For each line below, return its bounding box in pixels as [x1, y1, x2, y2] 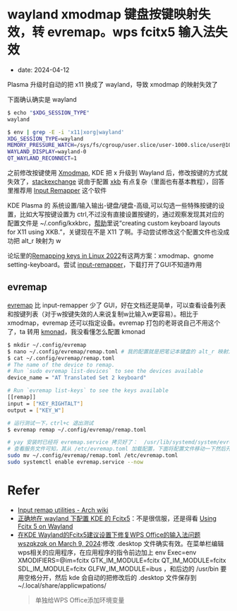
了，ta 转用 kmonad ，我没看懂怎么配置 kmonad [7, 327, 146, 336]
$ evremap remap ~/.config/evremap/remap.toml [7, 426, 147, 433]
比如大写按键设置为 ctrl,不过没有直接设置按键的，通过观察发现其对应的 [19, 210, 224, 219]
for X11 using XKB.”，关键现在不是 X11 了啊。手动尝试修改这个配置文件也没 [7, 227, 224, 237]
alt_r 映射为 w [20, 237, 61, 245]
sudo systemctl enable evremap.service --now [7, 458, 143, 465]
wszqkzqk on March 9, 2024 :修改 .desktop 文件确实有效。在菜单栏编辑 [17, 539, 224, 547]
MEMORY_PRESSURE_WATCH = [7, 142, 78, 149]
